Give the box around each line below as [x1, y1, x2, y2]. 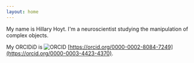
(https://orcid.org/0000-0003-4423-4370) [6, 49, 112, 57]
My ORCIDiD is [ [6, 43, 70, 50]
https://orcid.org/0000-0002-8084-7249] [69, 43, 173, 50]
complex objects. [6, 31, 49, 39]
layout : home [6, 8, 39, 15]
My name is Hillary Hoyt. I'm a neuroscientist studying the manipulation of [6, 25, 189, 32]
